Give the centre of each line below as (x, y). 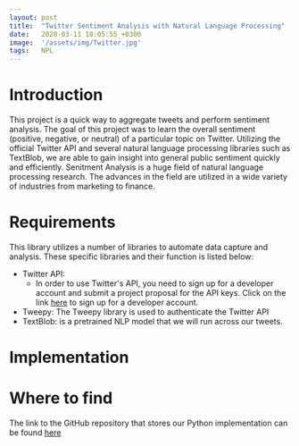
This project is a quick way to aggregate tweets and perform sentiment (140, 120)
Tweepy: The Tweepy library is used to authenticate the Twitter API (145, 312)
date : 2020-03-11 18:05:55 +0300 (75, 34)
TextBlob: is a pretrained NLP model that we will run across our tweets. (152, 321)
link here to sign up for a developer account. (117, 302)
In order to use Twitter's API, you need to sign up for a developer (154, 283)
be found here (35, 433)
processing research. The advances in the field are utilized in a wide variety (149, 177)
